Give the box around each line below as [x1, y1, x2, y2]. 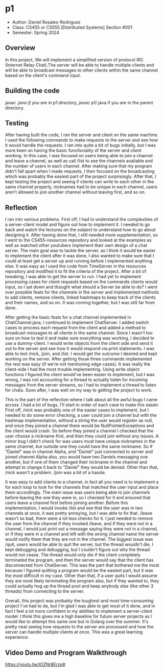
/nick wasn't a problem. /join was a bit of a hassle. [5, 470, 106, 476]
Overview [5, 44, 36, 52]
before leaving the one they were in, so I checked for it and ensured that [5, 495, 151, 501]
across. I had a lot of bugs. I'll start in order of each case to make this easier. [5, 402, 160, 408]
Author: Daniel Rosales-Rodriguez [12, 19, 81, 25]
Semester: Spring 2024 [12, 29, 60, 35]
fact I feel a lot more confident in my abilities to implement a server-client [5, 608, 153, 614]
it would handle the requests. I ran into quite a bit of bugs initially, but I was [5, 143, 156, 148]
